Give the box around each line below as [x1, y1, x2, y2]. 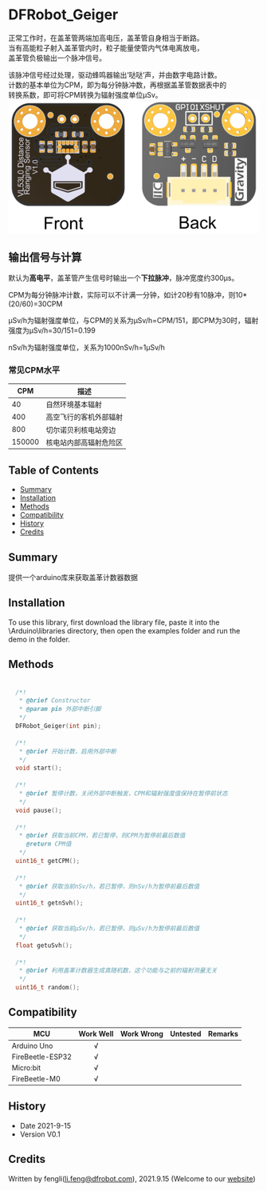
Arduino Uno [11, 1041, 53, 1050]
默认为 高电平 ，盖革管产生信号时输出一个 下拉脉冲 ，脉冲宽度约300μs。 [8, 274, 239, 283]
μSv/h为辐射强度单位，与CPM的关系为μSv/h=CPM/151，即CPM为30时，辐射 [8, 316, 259, 326]
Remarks [208, 1029, 239, 1039]
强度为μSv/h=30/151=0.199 [8, 326, 96, 335]
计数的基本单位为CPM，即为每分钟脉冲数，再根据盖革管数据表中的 [8, 80, 227, 90]
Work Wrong [120, 1029, 163, 1039]
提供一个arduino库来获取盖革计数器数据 [8, 573, 138, 582]
